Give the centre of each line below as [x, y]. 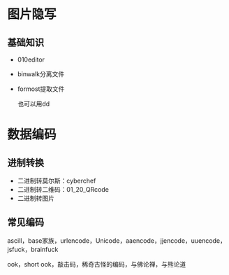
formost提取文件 [41, 89]
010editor [31, 59]
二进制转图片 [36, 198]
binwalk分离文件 [41, 74]
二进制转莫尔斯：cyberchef [57, 181]
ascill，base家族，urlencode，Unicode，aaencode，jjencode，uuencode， [117, 240]
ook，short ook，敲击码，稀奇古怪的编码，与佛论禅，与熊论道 [97, 264]
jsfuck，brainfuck [33, 249]
